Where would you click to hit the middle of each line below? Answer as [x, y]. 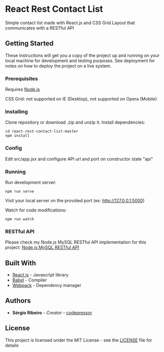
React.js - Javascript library [40, 275]
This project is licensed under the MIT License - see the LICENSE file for [79, 340]
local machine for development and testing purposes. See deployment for [80, 61]
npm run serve [20, 191]
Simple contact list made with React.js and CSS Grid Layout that [70, 23]
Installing [17, 111]
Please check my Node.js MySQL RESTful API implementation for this [76, 242]
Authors [18, 301]
